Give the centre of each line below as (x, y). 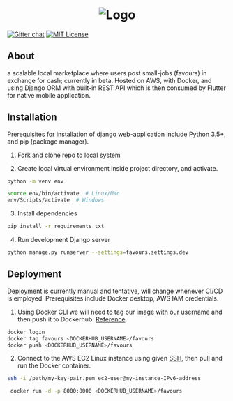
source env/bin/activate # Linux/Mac (63, 194)
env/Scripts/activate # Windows (56, 200)
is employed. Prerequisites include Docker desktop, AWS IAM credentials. (113, 298)
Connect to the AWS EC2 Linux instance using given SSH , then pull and (120, 358)
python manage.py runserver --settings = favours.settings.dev (98, 252)
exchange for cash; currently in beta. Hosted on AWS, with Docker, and (110, 80)
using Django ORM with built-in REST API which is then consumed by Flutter (117, 88)
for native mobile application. (49, 95)
